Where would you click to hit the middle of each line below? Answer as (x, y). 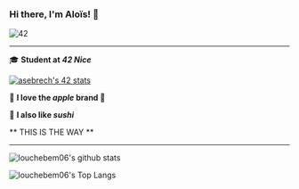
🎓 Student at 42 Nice (50, 60)
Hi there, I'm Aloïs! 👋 (54, 14)
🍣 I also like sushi (42, 115)
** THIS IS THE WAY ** (52, 132)
